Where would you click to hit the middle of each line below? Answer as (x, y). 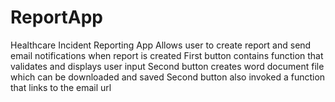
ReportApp (56, 17)
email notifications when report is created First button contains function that (167, 55)
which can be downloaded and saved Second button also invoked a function (168, 77)
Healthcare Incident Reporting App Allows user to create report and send (161, 45)
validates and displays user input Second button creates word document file (167, 66)
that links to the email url (61, 87)
